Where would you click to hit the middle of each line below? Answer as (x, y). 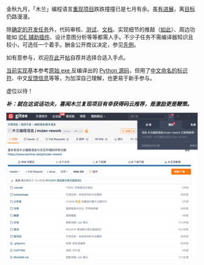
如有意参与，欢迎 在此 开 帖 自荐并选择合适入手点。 (67, 57)
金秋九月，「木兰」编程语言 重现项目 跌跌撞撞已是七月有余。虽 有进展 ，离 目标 (101, 9)
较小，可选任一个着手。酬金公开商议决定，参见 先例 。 (73, 45)
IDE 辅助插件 (34, 37)
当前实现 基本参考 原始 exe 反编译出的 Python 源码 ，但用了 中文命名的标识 (97, 71)
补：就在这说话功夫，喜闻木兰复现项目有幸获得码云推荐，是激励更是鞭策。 (99, 104)
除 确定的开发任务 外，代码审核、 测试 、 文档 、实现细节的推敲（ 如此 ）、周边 (98, 29)
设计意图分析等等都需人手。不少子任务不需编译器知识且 (124, 37)
